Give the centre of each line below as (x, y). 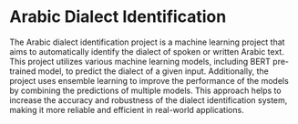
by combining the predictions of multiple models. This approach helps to (145, 90)
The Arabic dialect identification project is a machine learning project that (147, 42)
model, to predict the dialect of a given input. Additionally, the (153, 71)
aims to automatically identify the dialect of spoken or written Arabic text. (147, 51)
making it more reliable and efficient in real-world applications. (127, 109)
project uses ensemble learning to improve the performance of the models (149, 80)
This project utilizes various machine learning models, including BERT (140, 61)
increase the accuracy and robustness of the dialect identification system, (149, 100)
